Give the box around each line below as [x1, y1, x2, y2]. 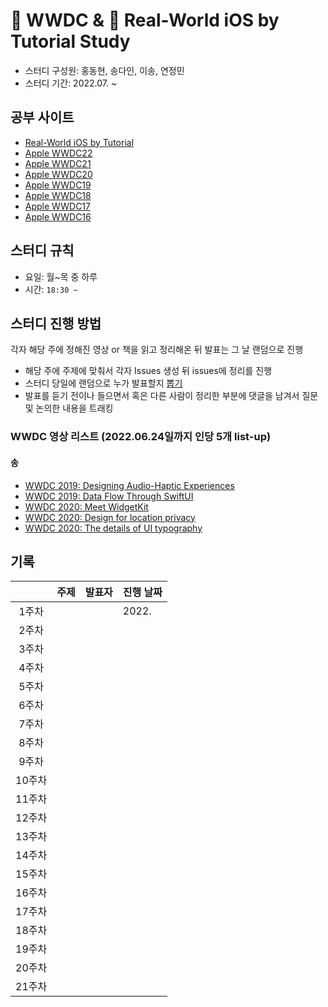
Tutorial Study [10, 30, 131, 53]
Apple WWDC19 [24, 179, 92, 191]
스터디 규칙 [10, 242, 75, 259]
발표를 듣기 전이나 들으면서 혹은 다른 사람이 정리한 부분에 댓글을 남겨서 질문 [24, 390, 319, 402]
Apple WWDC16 [24, 210, 92, 223]
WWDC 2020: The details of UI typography [24, 522, 203, 534]
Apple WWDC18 [24, 189, 92, 201]
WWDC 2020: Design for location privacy [24, 511, 196, 523]
